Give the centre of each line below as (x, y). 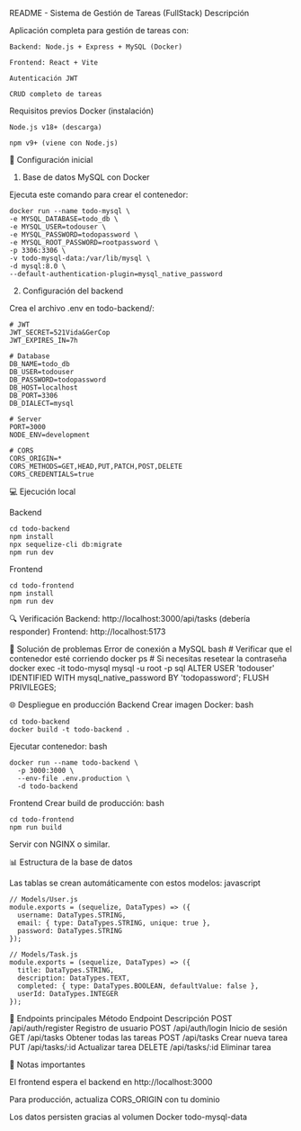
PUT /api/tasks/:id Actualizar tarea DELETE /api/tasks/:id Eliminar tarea (140, 1047)
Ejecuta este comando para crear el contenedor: (99, 194)
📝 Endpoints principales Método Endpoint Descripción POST (121, 1019)
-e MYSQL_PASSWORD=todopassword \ (74, 235)
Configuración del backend (73, 291)
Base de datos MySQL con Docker (86, 177)
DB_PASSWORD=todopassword (58, 380)
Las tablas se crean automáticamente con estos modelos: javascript (135, 883)
